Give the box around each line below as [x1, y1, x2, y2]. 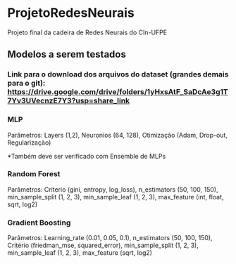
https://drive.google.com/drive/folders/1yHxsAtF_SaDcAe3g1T [7, 87, 229, 97]
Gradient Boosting [7, 218, 71, 227]
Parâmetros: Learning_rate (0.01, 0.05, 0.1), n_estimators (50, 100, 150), [7, 234, 213, 242]
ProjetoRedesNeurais [7, 5, 135, 21]
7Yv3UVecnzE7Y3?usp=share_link [7, 96, 130, 106]
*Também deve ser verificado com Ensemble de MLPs [7, 152, 166, 160]
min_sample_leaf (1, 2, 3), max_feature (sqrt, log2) [7, 249, 153, 257]
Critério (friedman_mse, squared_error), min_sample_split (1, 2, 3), [7, 241, 199, 250]
